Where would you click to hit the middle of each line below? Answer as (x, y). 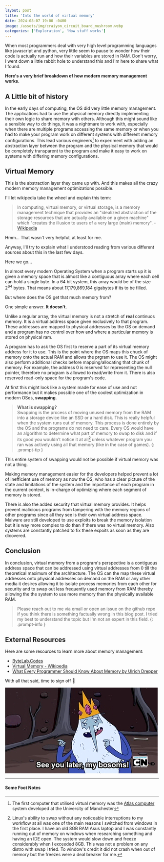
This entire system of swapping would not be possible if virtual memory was (82, 459)
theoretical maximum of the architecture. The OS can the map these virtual (80, 573)
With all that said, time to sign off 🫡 (40, 681)
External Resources (35, 640)
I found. (13, 67)
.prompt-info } (31, 624)
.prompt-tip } (30, 450)
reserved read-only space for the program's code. (56, 378)
